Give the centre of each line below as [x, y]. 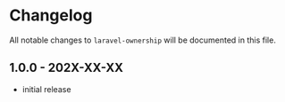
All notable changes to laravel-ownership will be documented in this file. [143, 40]
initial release [46, 89]
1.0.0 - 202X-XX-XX [66, 68]
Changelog [51, 16]
